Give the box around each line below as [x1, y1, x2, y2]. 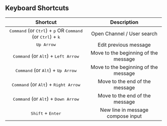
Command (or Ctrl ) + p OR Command [9, 27, 83, 34]
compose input [106, 113, 142, 120]
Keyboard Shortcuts [5, 4, 69, 12]
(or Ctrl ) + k [31, 33, 61, 40]
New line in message [100, 106, 149, 113]
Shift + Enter [30, 109, 61, 116]
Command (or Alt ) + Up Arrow [15, 66, 77, 73]
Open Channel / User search [91, 30, 158, 37]
